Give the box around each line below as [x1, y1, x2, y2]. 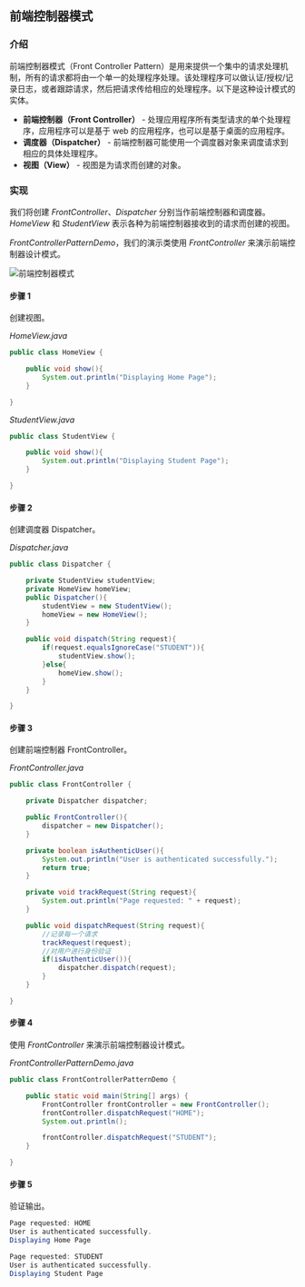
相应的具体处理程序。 [22, 148, 103, 159]
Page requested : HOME [9, 1219, 92, 1228]
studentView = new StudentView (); [42, 601, 172, 610]
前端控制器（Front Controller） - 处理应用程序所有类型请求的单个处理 [22, 114, 283, 124]
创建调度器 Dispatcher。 [9, 524, 101, 535]
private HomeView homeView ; [25, 584, 132, 593]
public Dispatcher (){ [25, 593, 107, 602]
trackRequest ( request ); [42, 938, 132, 947]
